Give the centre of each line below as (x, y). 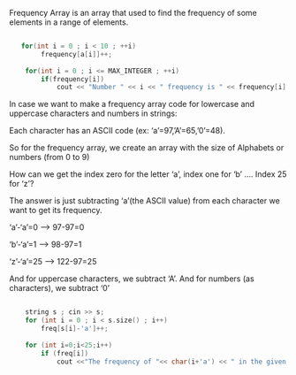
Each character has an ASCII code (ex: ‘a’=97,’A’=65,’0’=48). (117, 131)
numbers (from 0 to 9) (49, 157)
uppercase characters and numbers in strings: (94, 113)
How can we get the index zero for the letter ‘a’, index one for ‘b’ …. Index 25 (148, 174)
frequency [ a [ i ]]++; (77, 54)
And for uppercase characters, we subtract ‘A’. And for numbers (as (132, 279)
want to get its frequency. (56, 210)
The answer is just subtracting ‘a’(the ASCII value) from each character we (144, 201)
